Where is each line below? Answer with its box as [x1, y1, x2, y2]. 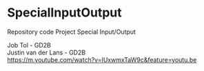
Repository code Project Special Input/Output [7, 28, 136, 36]
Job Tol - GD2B [7, 41, 52, 49]
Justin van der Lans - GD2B [7, 48, 86, 57]
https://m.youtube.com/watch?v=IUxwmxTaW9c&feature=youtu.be [7, 55, 197, 63]
